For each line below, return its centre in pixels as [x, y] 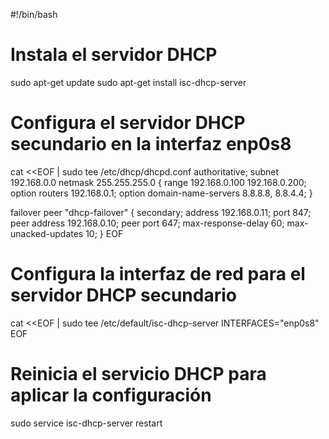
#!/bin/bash [34, 14]
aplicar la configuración [111, 395]
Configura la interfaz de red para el [158, 274]
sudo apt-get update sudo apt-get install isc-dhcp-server [128, 82]
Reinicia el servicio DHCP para [138, 374]
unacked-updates [47, 233]
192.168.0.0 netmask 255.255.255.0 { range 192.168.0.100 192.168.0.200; [158, 182]
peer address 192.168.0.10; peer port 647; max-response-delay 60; [147, 223]
